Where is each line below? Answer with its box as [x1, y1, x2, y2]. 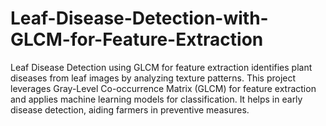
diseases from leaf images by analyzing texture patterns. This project [10, 72, 297, 84]
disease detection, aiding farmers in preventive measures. [10, 103, 250, 116]
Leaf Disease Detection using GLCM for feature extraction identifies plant [10, 61, 313, 73]
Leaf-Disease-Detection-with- [10, 7, 269, 30]
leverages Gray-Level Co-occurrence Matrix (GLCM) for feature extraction [10, 82, 317, 94]
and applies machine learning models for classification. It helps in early [10, 93, 303, 105]
